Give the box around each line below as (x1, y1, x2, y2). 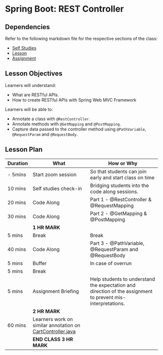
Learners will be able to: (5, 106, 53, 112)
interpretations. (90, 300, 125, 307)
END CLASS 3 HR (33, 336, 73, 342)
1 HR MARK (33, 224, 61, 231)
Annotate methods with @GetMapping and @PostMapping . (12, 121, 121, 127)
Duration (7, 160, 28, 166)
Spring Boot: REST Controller (5, 3, 124, 15)
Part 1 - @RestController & (90, 196, 152, 203)
